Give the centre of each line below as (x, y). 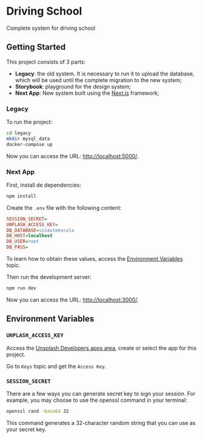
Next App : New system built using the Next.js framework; (87, 93)
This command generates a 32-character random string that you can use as (101, 423)
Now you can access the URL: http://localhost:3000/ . (73, 300)
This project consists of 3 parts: (46, 61)
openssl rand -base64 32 (38, 411)
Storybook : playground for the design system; (73, 86)
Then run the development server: (49, 277)
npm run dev (21, 288)
